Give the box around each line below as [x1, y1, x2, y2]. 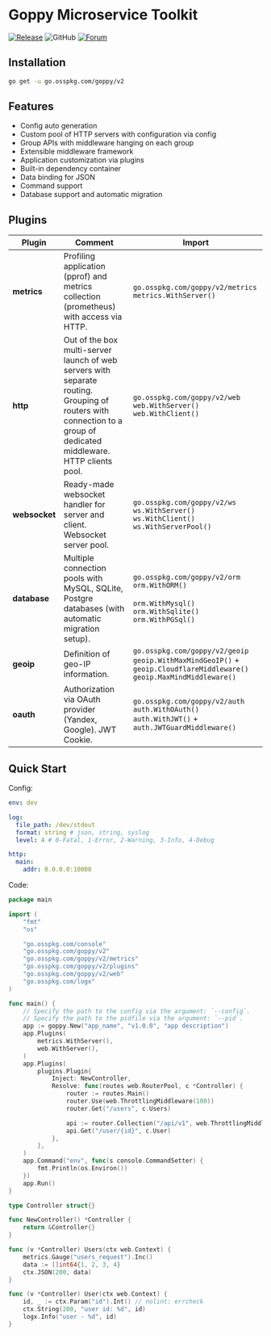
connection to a [63, 415, 123, 426]
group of [63, 426, 97, 437]
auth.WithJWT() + [132, 713, 199, 725]
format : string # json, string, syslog [15, 828, 150, 837]
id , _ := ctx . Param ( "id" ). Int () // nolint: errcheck [23, 1298, 204, 1306]
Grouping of [63, 395, 109, 406]
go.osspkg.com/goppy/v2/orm [132, 573, 240, 582]
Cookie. [63, 734, 93, 746]
